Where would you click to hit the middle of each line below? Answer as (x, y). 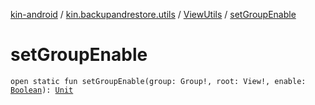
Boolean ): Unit (42, 90)
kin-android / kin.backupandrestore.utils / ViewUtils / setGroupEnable (153, 14)
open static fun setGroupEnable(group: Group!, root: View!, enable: (158, 81)
